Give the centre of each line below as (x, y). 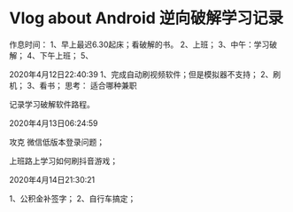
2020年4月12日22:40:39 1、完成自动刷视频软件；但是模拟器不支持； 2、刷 (145, 74)
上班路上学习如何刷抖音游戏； (63, 161)
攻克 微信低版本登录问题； (57, 142)
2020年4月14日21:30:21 (52, 179)
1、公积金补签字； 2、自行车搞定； (73, 198)
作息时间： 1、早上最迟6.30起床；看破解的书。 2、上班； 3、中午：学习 (139, 44)
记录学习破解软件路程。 (52, 104)
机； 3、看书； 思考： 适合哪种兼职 (73, 85)
